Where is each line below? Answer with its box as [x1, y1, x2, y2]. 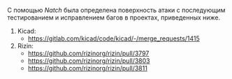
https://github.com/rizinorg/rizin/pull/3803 [27, 57, 150, 65]
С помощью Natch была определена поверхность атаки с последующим [7, 6, 226, 14]
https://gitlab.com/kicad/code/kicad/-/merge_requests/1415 [27, 34, 201, 43]
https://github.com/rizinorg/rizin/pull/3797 [27, 49, 150, 57]
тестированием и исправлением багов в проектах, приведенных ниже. [7, 13, 221, 22]
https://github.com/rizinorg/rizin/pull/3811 [27, 64, 148, 72]
